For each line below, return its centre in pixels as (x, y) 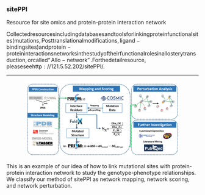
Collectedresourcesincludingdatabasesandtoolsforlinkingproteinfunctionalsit (103, 34)
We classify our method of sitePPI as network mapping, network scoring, (98, 179)
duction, (17, 60)
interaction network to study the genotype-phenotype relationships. (111, 172)
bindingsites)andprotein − (39, 47)
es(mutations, (23, 41)
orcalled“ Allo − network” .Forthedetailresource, (87, 60)
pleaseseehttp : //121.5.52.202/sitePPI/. (56, 66)
